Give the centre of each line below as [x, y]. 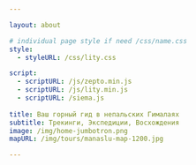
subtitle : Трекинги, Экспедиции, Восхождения [94, 123]
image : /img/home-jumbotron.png [68, 131]
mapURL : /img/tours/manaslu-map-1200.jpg [87, 139]
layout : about [35, 25]
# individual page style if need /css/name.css [98, 41]
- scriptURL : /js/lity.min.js [72, 90]
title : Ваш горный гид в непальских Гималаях [94, 114]
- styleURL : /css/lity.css [67, 57]
